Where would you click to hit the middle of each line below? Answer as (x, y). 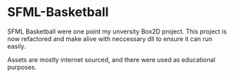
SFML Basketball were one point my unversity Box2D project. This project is (117, 31)
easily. (17, 46)
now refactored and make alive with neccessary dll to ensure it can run (110, 38)
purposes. (22, 67)
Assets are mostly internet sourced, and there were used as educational (111, 59)
